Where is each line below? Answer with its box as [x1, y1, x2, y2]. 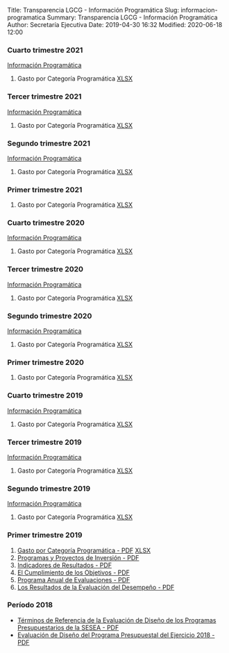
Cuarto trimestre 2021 [7, 45, 83, 55]
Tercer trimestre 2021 [7, 92, 82, 101]
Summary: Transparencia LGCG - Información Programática [46, 13, 218, 22]
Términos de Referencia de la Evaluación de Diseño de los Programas [17, 616, 217, 624]
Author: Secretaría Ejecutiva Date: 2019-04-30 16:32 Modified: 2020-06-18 [7, 21, 223, 28]
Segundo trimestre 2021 [7, 138, 90, 148]
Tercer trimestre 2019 [7, 437, 82, 447]
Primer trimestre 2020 [7, 357, 85, 367]
